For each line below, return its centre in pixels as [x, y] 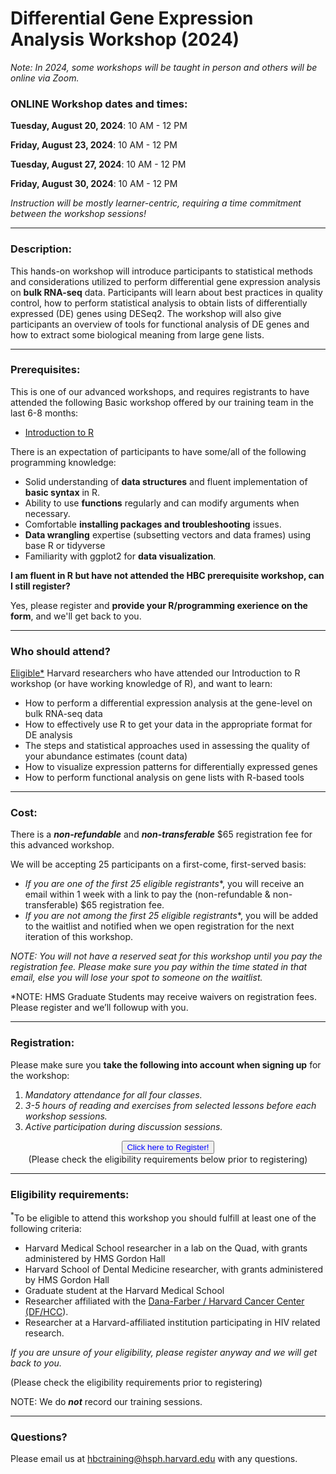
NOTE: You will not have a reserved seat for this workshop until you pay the [166, 956]
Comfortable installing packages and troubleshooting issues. [153, 524]
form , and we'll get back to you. [76, 616]
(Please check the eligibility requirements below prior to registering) [168, 1159]
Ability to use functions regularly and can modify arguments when [162, 503]
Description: [41, 249]
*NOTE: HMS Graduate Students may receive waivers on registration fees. [163, 997]
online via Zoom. [45, 78]
